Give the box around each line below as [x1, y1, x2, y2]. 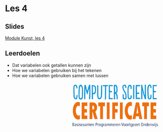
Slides [5, 22, 24, 31]
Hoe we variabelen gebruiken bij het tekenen [12, 67, 102, 73]
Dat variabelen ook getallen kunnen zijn [12, 62, 91, 68]
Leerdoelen [5, 49, 40, 57]
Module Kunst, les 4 [5, 35, 45, 41]
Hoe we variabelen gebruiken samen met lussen [12, 73, 109, 78]
